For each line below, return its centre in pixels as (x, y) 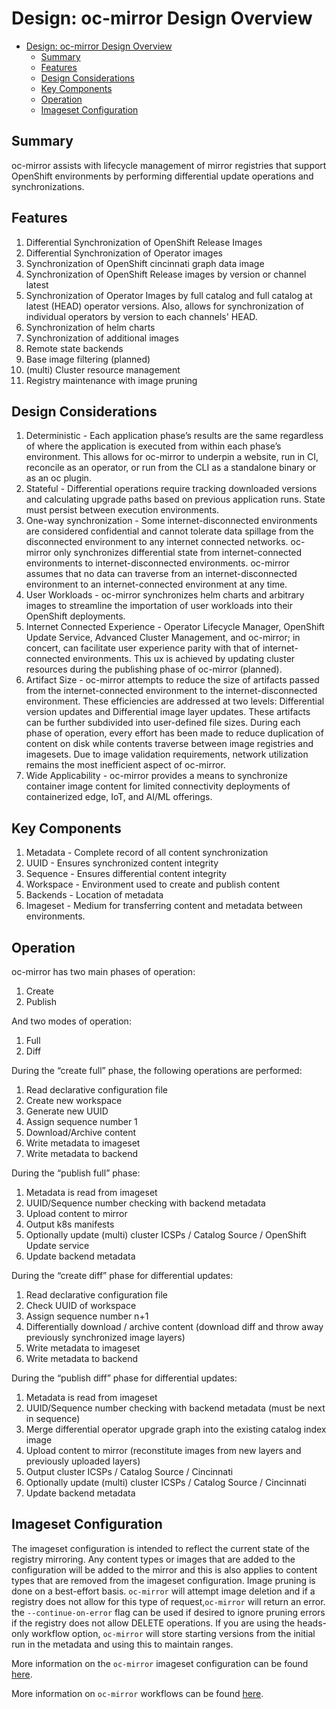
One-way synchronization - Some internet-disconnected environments (171, 521)
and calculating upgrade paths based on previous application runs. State (175, 499)
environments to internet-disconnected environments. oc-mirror (158, 563)
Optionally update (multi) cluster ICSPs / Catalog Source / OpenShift (166, 1235)
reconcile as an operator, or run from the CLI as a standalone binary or (171, 468)
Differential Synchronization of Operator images (124, 253)
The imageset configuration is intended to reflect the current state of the (160, 1548)
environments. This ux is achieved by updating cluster (184, 659)
